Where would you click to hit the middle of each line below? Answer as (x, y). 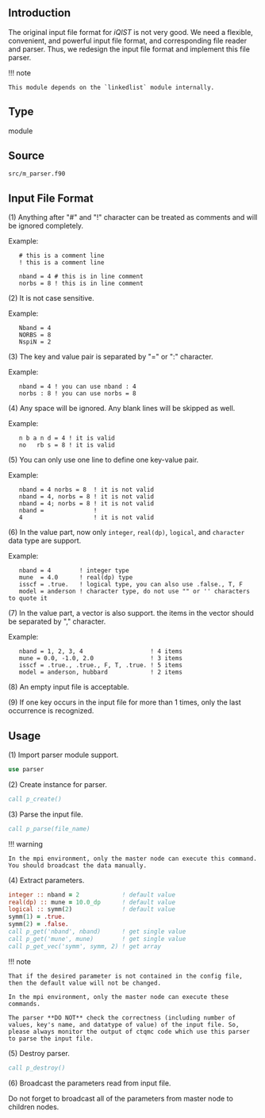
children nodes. (34, 1107)
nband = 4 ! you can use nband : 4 (77, 387)
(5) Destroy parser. (39, 1053)
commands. (25, 1004)
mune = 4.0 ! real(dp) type (76, 578)
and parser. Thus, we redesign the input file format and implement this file (129, 49)
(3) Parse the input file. (46, 814)
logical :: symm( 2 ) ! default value (92, 909)
